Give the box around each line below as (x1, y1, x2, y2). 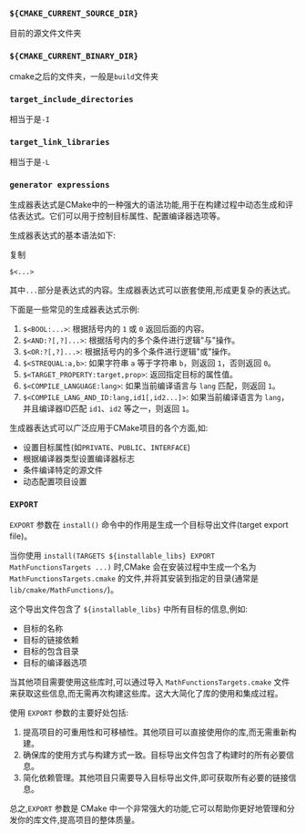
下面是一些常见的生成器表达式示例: (9, 304, 140, 315)
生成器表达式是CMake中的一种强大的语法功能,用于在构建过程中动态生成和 (9, 200, 286, 211)
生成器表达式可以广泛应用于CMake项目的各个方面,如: (9, 423, 209, 434)
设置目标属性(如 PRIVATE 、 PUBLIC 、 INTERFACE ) (22, 442, 191, 453)
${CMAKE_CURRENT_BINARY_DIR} (9, 51, 139, 62)
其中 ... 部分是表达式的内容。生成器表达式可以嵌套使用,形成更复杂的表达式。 (9, 284, 296, 295)
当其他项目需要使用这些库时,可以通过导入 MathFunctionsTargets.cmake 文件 (9, 676, 291, 687)
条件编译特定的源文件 (22, 465, 103, 476)
